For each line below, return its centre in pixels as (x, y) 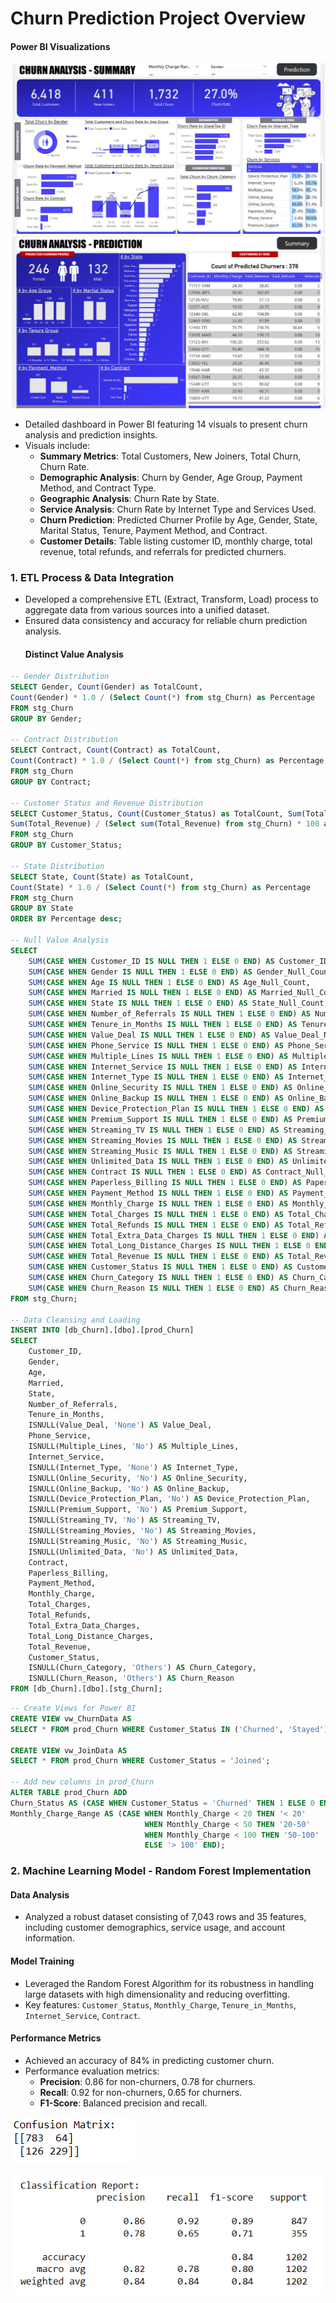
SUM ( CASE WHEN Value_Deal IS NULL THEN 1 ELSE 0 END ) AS (149, 1035)
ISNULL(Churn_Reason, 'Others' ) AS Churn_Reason (131, 1678)
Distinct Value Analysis (74, 654)
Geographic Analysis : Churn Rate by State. (129, 498)
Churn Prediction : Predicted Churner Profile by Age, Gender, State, (178, 519)
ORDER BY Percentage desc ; (66, 919)
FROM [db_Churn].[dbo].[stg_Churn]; (86, 1689)
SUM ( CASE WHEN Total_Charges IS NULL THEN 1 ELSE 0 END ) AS (156, 1214)
